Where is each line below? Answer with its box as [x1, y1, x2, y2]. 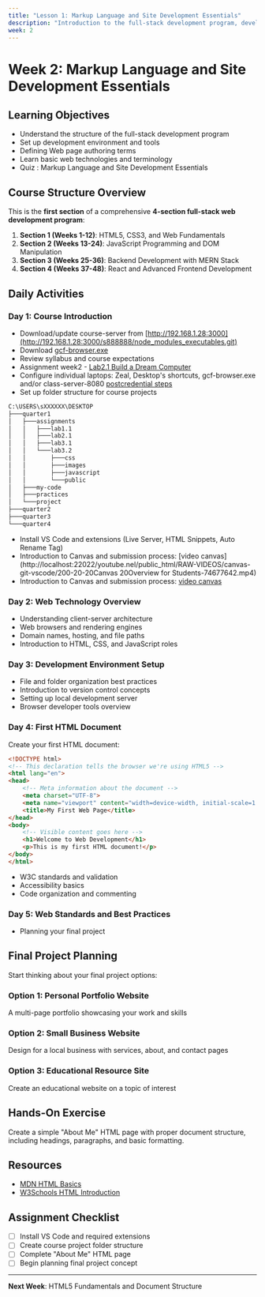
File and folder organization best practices [19, 677, 158, 686]
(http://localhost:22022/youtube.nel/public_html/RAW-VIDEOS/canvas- [19, 559, 251, 569]
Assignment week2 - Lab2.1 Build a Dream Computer [19, 362, 192, 371]
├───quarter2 [8, 506, 51, 513]
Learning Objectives [8, 108, 110, 122]
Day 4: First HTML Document [8, 722, 121, 733]
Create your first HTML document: [8, 739, 120, 749]
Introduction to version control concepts [19, 685, 151, 695]
